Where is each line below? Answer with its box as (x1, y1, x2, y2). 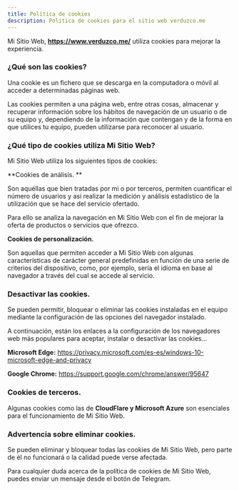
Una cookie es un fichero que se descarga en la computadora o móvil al (7, 78, 219, 86)
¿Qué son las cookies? (7, 62, 87, 72)
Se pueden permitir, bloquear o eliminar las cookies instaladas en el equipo (7, 305, 228, 314)
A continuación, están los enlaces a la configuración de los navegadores (7, 326, 220, 336)
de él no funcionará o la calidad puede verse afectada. (7, 453, 168, 461)
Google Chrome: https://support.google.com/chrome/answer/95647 (7, 369, 209, 379)
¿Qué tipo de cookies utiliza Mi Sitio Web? (7, 140, 156, 150)
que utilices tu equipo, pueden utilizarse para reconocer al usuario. (7, 122, 205, 131)
